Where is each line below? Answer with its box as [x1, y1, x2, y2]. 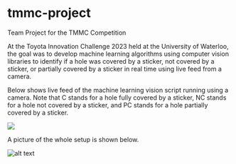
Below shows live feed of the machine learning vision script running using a [7, 86, 229, 94]
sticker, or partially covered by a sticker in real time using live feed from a [7, 64, 222, 73]
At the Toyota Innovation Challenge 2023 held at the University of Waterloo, [7, 42, 229, 50]
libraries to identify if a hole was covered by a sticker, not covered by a [7, 57, 215, 65]
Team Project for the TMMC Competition [7, 28, 127, 37]
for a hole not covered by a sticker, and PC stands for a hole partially [7, 100, 208, 109]
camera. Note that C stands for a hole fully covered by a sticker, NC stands [7, 93, 227, 102]
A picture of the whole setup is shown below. [7, 135, 139, 143]
